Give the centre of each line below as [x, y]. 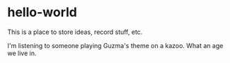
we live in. [22, 53]
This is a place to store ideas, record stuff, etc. [75, 32]
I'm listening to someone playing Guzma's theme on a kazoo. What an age [115, 45]
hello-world [42, 12]
